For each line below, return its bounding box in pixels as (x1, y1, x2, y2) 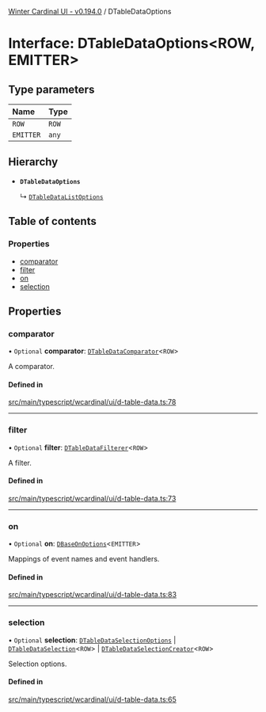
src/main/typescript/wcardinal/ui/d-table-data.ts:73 (8, 493, 177, 503)
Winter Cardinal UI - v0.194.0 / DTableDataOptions (8, 7, 172, 16)
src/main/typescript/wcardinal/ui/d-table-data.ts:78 (8, 398, 177, 407)
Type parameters (8, 82, 95, 96)
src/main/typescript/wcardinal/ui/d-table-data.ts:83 (8, 590, 177, 600)
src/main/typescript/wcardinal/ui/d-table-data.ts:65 (8, 695, 177, 704)
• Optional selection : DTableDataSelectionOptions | (8, 635, 177, 645)
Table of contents (8, 215, 97, 228)
